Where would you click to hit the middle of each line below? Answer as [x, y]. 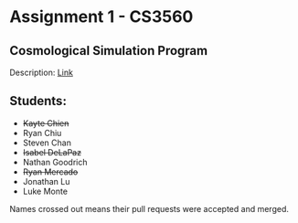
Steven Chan [47, 143]
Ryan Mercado [50, 172]
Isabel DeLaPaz [52, 152]
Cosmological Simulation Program [109, 51]
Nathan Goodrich [55, 162]
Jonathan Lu [46, 181]
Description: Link [41, 72]
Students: [38, 101]
